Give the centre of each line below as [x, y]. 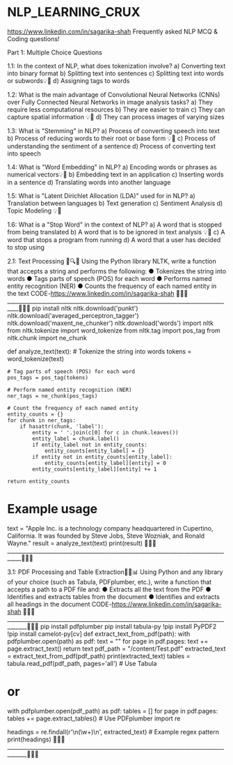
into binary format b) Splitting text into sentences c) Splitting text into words [115, 73]
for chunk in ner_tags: [42, 420]
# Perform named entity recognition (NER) [70, 390]
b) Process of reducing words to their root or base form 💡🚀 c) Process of [111, 138]
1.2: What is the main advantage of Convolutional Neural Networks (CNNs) [114, 94]
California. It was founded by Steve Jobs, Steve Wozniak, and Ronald [106, 536]
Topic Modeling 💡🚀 [34, 211]
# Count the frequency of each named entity [73, 408]
